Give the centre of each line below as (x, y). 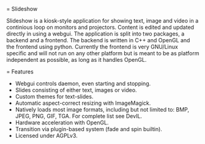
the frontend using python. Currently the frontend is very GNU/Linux (92, 47)
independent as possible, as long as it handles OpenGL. (76, 60)
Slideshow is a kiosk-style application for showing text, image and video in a (102, 21)
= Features (20, 72)
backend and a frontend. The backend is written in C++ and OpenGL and (98, 40)
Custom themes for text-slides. (54, 97)
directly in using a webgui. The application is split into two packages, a (95, 34)
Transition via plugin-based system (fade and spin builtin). (88, 129)
